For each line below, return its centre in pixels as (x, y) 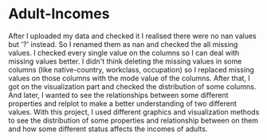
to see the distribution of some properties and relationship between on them (133, 120)
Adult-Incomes (59, 14)
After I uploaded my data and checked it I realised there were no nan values (132, 36)
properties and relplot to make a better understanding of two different (122, 103)
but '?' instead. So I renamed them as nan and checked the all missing (123, 44)
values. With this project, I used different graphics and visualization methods (134, 111)
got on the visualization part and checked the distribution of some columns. (132, 86)
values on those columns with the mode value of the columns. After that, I (130, 78)
